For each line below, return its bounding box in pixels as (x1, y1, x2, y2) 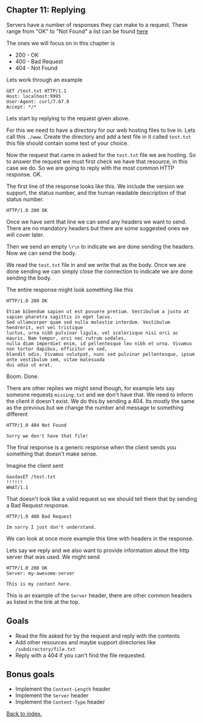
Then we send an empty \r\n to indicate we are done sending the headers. (6, 242, 195, 250)
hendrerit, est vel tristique (6, 324, 84, 330)
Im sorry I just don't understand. (6, 524, 97, 530)
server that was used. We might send (6, 553, 100, 561)
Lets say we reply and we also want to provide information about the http (6, 547, 190, 554)
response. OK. (6, 170, 43, 178)
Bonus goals (6, 669, 55, 680)
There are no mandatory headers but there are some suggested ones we (6, 224, 189, 231)
